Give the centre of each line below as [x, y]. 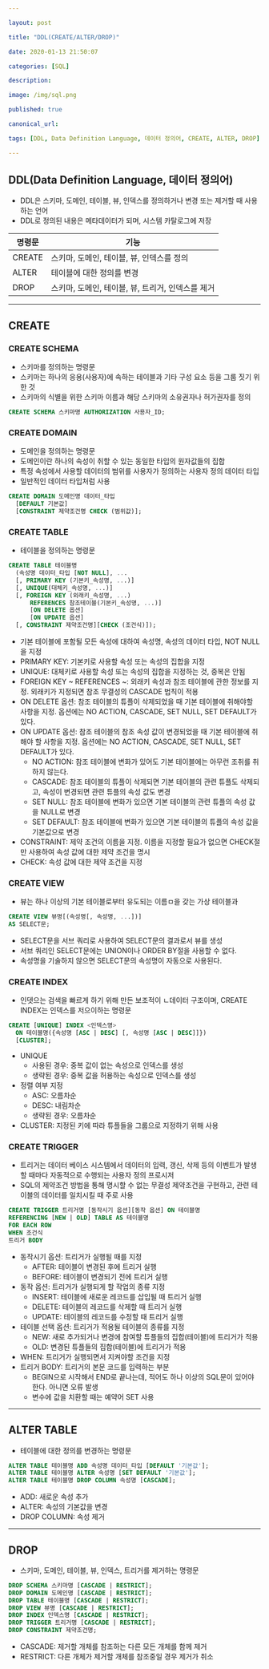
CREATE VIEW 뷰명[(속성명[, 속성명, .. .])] [75, 917]
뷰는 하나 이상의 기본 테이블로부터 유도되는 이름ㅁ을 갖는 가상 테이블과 [129, 902]
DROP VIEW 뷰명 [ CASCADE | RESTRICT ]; [71, 1608]
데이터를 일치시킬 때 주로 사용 [87, 1195]
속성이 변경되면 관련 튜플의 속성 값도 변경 [106, 792]
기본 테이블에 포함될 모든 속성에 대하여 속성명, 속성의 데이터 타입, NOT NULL [140, 641]
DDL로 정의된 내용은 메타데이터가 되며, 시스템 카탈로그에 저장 [116, 220]
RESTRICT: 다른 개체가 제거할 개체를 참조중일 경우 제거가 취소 [116, 1657]
